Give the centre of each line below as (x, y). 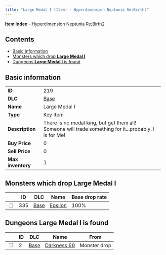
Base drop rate (89, 197)
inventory (19, 165)
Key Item (54, 115)
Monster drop (96, 245)
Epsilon (58, 205)
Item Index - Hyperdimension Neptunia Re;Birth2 (55, 24)
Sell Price (19, 152)
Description (22, 129)
